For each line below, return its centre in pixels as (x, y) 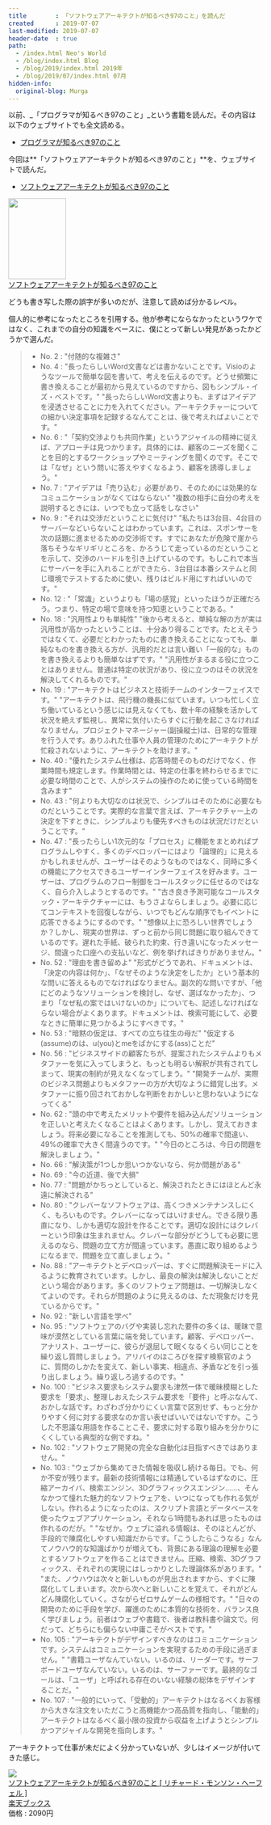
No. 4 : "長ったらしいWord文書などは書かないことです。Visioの (145, 367)
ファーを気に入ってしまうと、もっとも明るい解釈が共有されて (149, 1064)
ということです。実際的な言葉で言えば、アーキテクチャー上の (156, 811)
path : (17, 46)
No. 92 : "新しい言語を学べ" (86, 1316)
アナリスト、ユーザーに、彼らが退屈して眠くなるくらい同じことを (149, 1347)
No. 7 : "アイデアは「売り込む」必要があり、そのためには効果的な (149, 488)
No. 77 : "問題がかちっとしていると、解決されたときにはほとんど (147, 1185)
